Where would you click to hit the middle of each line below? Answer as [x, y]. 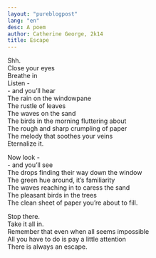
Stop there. [24, 217]
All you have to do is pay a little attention [67, 240]
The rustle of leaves [37, 106]
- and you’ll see [30, 165]
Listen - [19, 83]
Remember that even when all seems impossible [78, 232]
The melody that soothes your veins [60, 136]
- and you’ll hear [31, 91]
